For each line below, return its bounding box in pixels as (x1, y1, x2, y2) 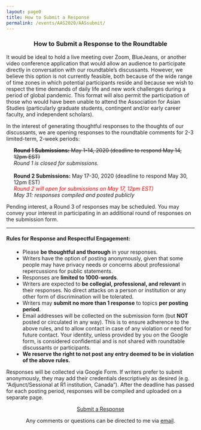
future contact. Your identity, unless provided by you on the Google (22, 331, 188, 338)
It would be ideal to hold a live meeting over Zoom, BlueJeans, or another (6, 53, 187, 61)
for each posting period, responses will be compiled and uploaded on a (6, 387, 182, 395)
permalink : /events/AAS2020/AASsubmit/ (6, 20, 106, 26)
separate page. (6, 393, 44, 401)
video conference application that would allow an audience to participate (6, 59, 186, 67)
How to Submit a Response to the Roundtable (33, 40, 167, 48)
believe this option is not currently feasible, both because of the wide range (6, 73, 193, 80)
